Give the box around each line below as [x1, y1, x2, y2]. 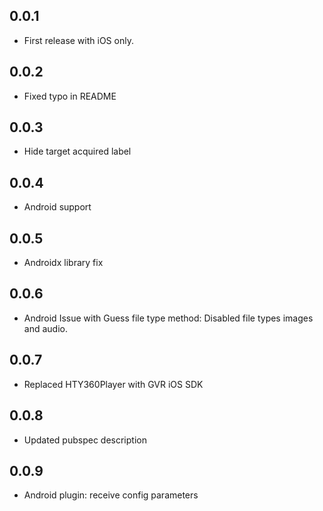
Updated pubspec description [23, 434, 147, 446]
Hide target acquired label [23, 145, 132, 158]
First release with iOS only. [23, 34, 134, 46]
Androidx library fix [23, 257, 104, 269]
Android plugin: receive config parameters [23, 489, 199, 501]
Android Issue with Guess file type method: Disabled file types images [23, 312, 314, 324]
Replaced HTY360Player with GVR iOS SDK [23, 378, 204, 390]
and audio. [23, 322, 68, 334]
